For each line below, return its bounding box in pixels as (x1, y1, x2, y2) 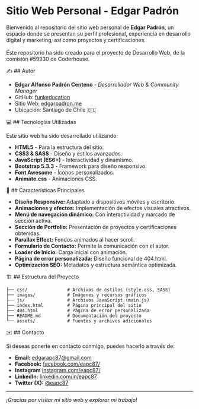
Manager (14, 87, 37, 94)
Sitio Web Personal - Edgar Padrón (6, 4, 179, 18)
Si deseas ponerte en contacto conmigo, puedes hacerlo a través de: (6, 343, 175, 350)
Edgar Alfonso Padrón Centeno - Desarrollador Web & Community (14, 81, 179, 88)
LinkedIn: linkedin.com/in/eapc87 (14, 373, 98, 380)
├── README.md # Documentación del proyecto (6, 313, 142, 319)
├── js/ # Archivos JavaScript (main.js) (6, 297, 150, 303)
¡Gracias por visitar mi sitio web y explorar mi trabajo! (6, 396, 137, 403)
